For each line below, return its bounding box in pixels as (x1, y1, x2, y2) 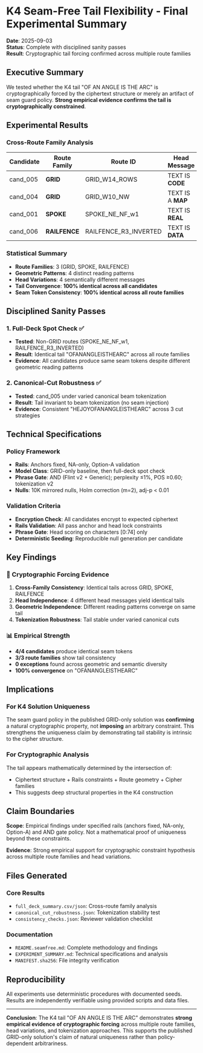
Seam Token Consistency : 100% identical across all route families (14, 289, 184, 296)
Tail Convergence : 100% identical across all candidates (14, 282, 158, 289)
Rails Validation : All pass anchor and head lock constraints (14, 522, 163, 529)
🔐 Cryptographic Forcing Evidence (6, 571, 110, 579)
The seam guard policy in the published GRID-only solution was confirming (6, 716, 195, 723)
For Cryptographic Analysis (6, 751, 89, 759)
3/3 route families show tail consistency (14, 654, 116, 661)
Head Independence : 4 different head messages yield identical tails (14, 597, 185, 604)
